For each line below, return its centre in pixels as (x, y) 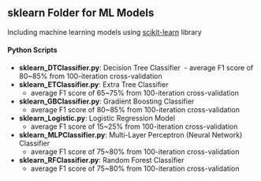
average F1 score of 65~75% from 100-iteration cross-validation (135, 93)
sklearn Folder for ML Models (81, 13)
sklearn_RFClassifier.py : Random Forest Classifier (101, 160)
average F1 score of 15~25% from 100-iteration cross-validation (134, 126)
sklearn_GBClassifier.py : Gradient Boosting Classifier (106, 101)
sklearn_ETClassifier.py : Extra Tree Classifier (93, 85)
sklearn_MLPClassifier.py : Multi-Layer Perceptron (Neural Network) (130, 135)
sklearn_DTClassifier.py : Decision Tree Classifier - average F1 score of (136, 68)
